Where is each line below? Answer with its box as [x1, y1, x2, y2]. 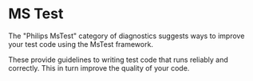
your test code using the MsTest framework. [8, 39, 154, 48]
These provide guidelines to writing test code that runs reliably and [8, 55, 229, 64]
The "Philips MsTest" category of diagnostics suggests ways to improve [8, 31, 245, 40]
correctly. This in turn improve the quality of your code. [8, 63, 190, 72]
